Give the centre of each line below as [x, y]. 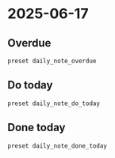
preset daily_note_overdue [52, 61]
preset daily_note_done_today [57, 146]
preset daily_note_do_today [54, 103]
